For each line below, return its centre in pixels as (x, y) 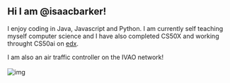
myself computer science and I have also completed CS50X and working (113, 36)
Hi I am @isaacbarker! (57, 12)
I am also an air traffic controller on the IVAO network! (86, 57)
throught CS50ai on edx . (43, 43)
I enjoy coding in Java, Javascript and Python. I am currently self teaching (115, 28)
